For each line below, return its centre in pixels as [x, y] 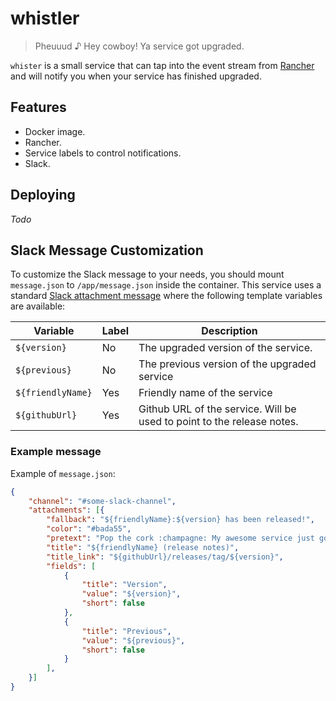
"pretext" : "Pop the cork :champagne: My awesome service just [180, 538]
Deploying [43, 195]
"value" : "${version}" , [131, 594]
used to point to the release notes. [218, 422]
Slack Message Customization [107, 250]
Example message [56, 452]
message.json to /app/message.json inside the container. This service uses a [166, 285]
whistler [45, 18]
